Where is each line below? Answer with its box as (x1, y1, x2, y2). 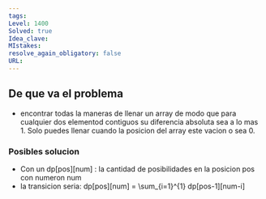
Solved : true (8, 27, 53, 35)
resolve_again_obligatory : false (8, 49, 122, 57)
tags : (8, 11, 27, 20)
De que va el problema (8, 87, 124, 101)
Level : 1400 (8, 19, 49, 28)
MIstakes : (8, 42, 42, 50)
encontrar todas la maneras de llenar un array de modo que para (19, 108, 237, 118)
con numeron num (19, 172, 82, 182)
